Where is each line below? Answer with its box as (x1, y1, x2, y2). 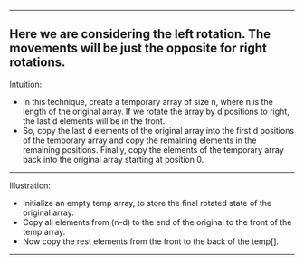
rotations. (9, 55, 66, 71)
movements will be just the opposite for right (9, 41, 267, 56)
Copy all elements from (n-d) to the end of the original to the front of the (22, 216, 292, 227)
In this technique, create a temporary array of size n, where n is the (22, 96, 273, 107)
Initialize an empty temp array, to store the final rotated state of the (22, 197, 272, 208)
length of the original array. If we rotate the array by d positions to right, (22, 106, 290, 117)
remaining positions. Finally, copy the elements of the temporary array (22, 144, 285, 155)
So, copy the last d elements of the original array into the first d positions (22, 125, 295, 136)
